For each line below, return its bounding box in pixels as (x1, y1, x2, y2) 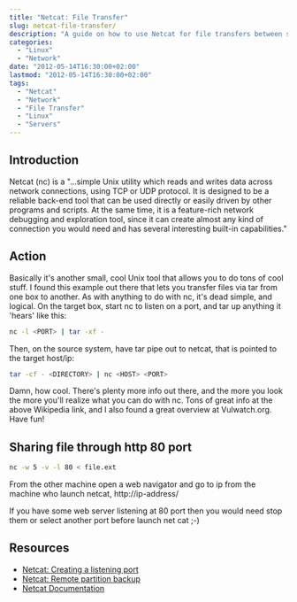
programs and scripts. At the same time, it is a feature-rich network (9, 205, 255, 215)
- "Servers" (17, 120, 62, 129)
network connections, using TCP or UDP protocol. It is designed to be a (9, 185, 270, 196)
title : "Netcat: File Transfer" (9, 12, 128, 22)
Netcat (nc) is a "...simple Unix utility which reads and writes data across (9, 176, 273, 187)
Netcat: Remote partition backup (21, 573, 141, 584)
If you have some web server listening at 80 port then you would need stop (9, 506, 283, 516)
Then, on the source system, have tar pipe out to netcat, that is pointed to (9, 343, 277, 354)
